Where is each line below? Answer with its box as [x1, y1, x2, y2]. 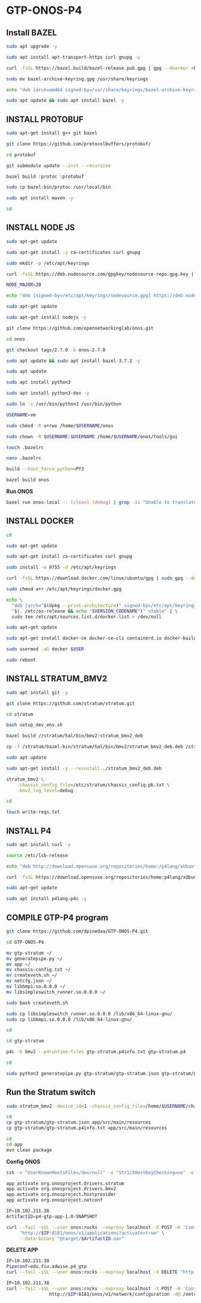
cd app [6, 1141, 23, 1147]
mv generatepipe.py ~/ [6, 955, 63, 961]
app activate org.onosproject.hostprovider [6, 1191, 117, 1198]
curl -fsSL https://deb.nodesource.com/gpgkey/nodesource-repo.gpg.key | [6, 271, 194, 277]
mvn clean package [6, 1147, 52, 1153]
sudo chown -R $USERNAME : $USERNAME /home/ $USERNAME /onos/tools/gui [6, 434, 178, 440]
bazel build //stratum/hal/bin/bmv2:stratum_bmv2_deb [6, 733, 144, 739]
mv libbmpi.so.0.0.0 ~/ [6, 984, 66, 990]
